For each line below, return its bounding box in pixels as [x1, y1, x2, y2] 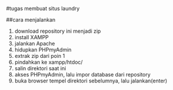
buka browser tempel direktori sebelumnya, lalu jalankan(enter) [14, 77, 168, 84]
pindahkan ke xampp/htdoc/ [14, 58, 83, 65]
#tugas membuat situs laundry [6, 5, 80, 12]
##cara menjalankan [6, 16, 56, 23]
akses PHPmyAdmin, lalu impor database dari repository [14, 71, 151, 78]
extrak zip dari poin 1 [14, 53, 65, 59]
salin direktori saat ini [14, 65, 66, 72]
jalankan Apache [14, 40, 55, 47]
